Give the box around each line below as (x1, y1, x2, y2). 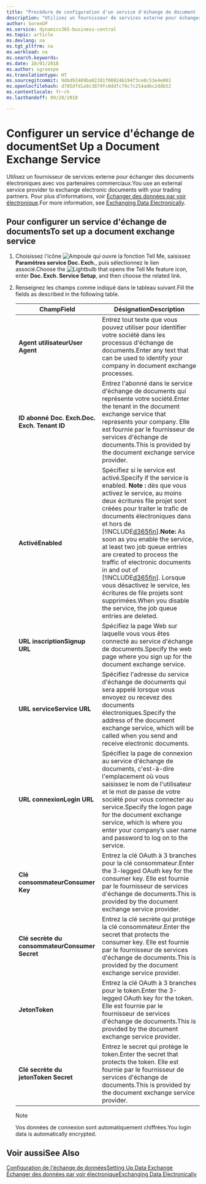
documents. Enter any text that (102, 346, 189, 354)
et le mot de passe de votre (102, 787, 181, 796)
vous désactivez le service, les (102, 581, 190, 590)
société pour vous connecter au (102, 795, 194, 803)
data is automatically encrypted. (15, 1130, 97, 1137)
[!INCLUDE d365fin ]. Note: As (102, 527, 186, 536)
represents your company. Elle (102, 417, 190, 426)
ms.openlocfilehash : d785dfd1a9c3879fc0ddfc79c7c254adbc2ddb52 (6, 84, 172, 90)
